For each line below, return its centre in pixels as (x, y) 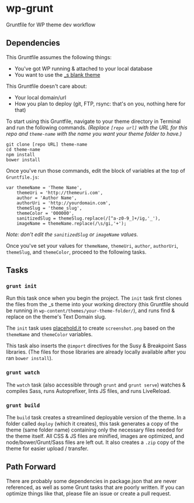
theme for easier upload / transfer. (47, 449)
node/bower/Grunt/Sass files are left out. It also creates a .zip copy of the (96, 442)
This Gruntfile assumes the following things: (59, 57)
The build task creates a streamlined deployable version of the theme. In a (96, 418)
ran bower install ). (30, 358)
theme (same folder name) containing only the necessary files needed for (95, 430)
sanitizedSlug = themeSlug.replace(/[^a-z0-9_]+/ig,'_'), (89, 218)
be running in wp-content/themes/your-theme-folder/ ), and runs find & (91, 311)
